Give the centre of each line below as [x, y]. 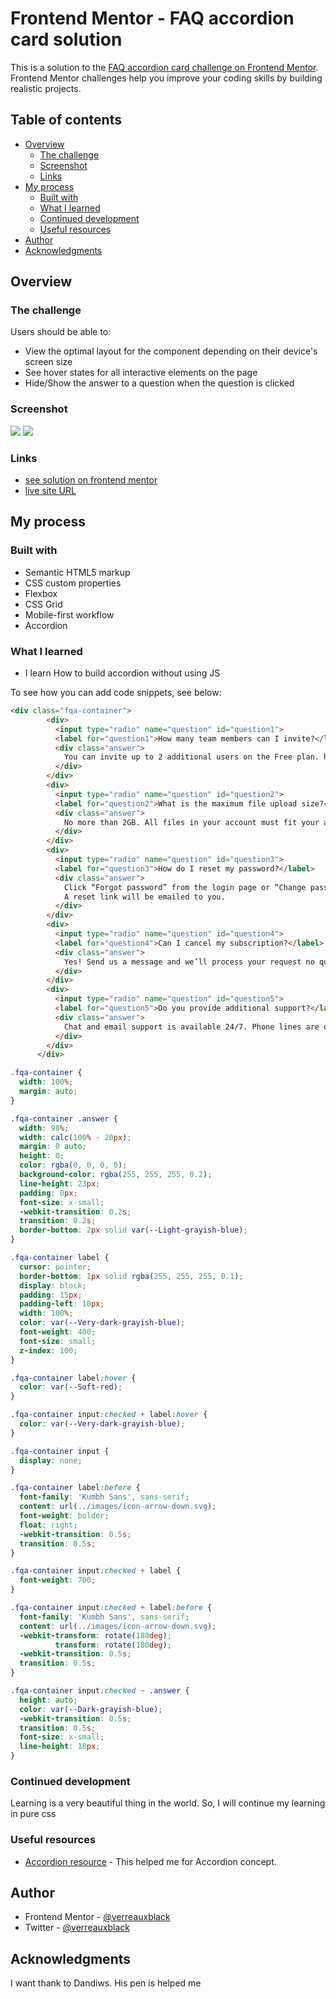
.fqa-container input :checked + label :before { [111, 1608]
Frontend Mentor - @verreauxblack [97, 1917]
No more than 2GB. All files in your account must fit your [191, 822]
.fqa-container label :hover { [73, 1378]
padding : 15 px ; [51, 1295]
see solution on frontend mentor [91, 480]
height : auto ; [48, 1700]
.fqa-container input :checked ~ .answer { [100, 1691]
